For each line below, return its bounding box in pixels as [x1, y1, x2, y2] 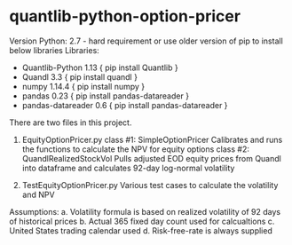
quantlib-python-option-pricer [9, 6, 241, 27]
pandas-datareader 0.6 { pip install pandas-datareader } [21, 99, 228, 110]
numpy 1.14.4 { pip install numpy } [21, 81, 146, 91]
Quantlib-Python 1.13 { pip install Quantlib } [21, 62, 179, 73]
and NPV [21, 189, 55, 200]
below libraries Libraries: [9, 44, 99, 55]
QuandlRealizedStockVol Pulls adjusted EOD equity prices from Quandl [21, 153, 281, 163]
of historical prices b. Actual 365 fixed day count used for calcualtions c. [9, 216, 275, 226]
